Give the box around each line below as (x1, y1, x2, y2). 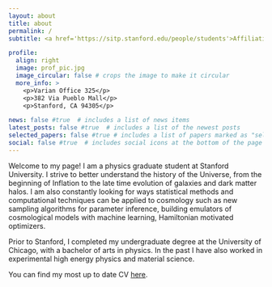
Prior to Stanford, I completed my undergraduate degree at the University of (8, 236, 261, 247)
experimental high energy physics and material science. (8, 254, 195, 264)
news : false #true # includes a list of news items (8, 116, 190, 125)
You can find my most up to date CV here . (8, 269, 148, 279)
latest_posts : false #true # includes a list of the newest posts (8, 124, 241, 132)
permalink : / (8, 27, 53, 35)
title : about (8, 19, 53, 27)
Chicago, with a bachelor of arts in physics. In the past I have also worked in (8, 245, 263, 255)
